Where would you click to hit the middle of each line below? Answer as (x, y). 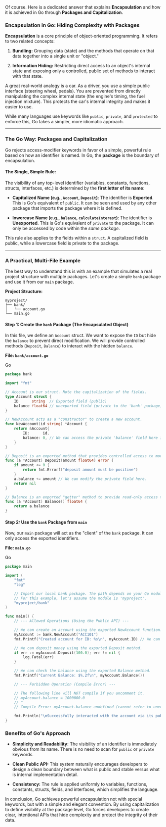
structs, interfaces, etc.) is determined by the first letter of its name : (75, 188)
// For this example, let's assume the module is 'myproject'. (81, 598)
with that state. (27, 76)
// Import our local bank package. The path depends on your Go (82, 593)
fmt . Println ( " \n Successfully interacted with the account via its (84, 716)
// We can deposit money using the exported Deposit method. (78, 648)
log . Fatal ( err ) (39, 657)
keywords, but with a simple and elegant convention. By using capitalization (82, 804)
